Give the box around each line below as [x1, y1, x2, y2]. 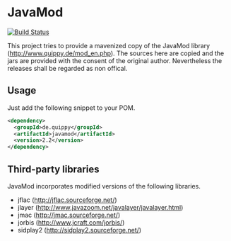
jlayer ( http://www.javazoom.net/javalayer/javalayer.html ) [17, 203, 184, 211]
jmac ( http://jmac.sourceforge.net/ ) [17, 211, 121, 219]
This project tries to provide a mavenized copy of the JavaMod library [7, 41, 211, 50]
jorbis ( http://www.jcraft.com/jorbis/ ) [17, 218, 125, 227]
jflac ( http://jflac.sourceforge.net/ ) [17, 196, 118, 204]
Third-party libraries [7, 163, 100, 175]
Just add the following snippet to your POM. [7, 103, 136, 112]
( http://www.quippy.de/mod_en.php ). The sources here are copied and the [7, 49, 225, 57]
